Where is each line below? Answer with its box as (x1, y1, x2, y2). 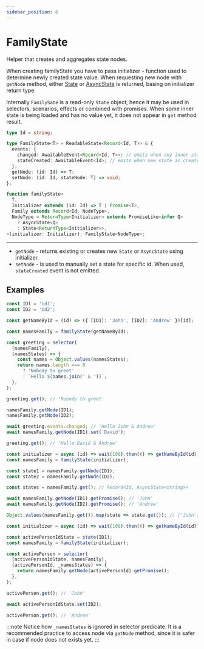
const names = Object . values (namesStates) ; (17, 356, 129, 363)
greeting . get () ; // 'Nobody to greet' (6, 395, 104, 402)
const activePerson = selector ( (6, 551, 88, 557)
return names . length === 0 (17, 362, 86, 369)
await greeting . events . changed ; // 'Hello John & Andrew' (6, 424, 156, 430)
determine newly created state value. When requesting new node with (6, 74, 182, 81)
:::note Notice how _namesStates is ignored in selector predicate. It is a (6, 623, 182, 631)
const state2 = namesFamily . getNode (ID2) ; (6, 473, 115, 480)
